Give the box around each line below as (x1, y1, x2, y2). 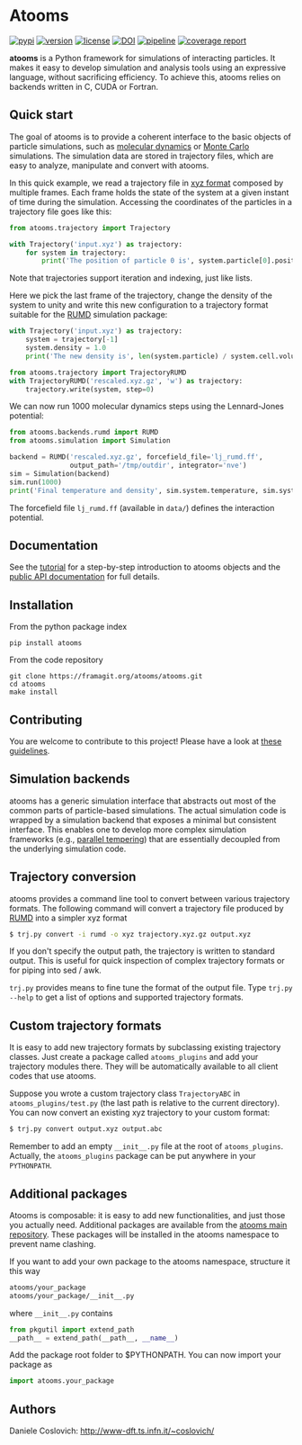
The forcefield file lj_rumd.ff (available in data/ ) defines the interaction (9, 502, 275, 513)
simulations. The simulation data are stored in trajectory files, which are (9, 150, 274, 161)
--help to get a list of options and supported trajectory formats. (9, 992, 244, 1003)
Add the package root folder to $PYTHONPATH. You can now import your (9, 1350, 281, 1360)
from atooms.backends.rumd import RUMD (9, 428, 159, 437)
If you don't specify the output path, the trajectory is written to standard (9, 946, 276, 956)
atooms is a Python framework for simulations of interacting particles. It (9, 52, 276, 63)
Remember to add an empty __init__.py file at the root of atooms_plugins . (9, 1141, 284, 1152)
